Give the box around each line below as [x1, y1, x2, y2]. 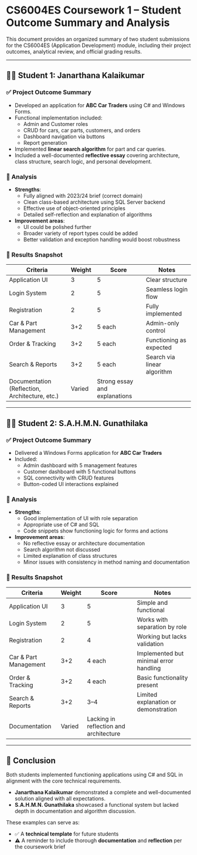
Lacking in [87, 714, 116, 723]
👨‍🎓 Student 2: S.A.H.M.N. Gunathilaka [6, 418, 148, 428]
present [137, 681, 158, 689]
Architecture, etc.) [9, 392, 59, 400]
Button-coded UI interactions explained [23, 480, 118, 487]
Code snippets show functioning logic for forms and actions [23, 527, 168, 534]
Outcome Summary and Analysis [6, 16, 170, 29]
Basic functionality [137, 673, 188, 681]
